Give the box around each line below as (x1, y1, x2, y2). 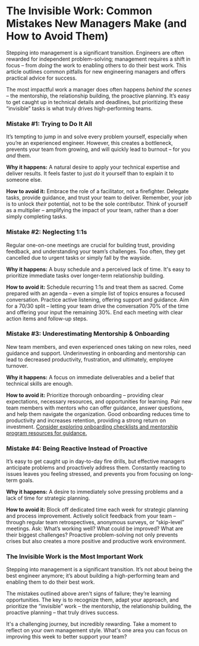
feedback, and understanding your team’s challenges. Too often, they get (6, 248, 185, 255)
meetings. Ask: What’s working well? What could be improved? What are (6, 525, 184, 532)
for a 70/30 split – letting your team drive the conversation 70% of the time (6, 302, 189, 310)
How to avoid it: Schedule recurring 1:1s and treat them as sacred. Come (6, 283, 184, 291)
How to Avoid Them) (6, 30, 109, 43)
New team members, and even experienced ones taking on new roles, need (6, 343, 191, 350)
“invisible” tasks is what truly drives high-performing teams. (6, 105, 153, 112)
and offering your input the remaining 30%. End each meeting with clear (6, 308, 183, 316)
